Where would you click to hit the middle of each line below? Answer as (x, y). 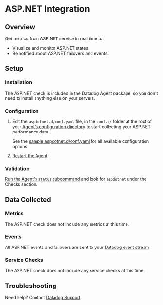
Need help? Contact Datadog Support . (43, 298)
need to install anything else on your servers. (50, 98)
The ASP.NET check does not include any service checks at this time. (75, 270)
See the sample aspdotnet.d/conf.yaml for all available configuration (81, 141)
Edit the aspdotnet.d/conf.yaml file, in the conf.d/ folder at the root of (82, 121)
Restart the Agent (30, 156)
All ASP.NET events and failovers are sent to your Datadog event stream (77, 248)
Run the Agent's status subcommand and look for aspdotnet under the (76, 179)
